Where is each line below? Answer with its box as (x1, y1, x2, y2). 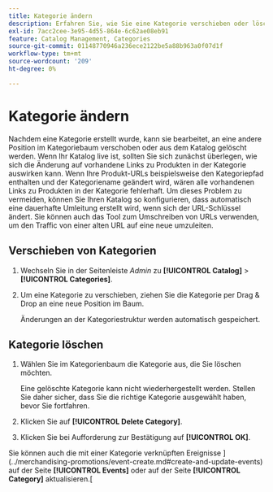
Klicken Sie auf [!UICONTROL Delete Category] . (19, 416, 183, 427)
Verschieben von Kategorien (8, 244, 157, 258)
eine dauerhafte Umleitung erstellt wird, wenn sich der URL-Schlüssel (8, 202, 241, 212)
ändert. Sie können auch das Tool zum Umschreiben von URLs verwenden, (8, 211, 260, 221)
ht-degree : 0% (8, 65, 57, 73)
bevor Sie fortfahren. (19, 401, 90, 411)
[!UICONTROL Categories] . (19, 274, 113, 284)
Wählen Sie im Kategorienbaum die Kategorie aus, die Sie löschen (19, 359, 241, 369)
